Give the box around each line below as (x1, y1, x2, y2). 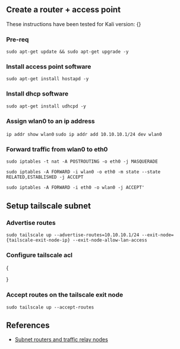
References (6, 320, 50, 330)
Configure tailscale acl (6, 250, 73, 259)
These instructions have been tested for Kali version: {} (6, 20, 141, 27)
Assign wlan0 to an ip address (6, 117, 95, 125)
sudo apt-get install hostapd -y (6, 76, 89, 82)
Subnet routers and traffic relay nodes (14, 336, 108, 343)
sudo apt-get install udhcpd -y (6, 103, 86, 109)
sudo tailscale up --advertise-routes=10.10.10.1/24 (6, 231, 140, 238)
